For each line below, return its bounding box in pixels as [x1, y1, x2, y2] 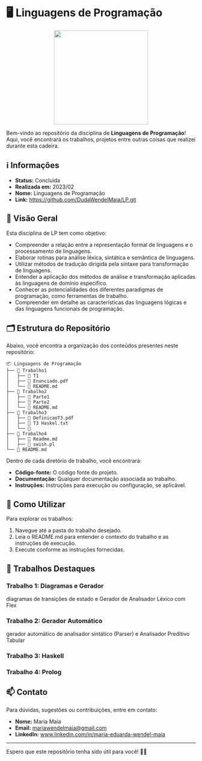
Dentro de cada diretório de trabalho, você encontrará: [6, 457, 142, 465]
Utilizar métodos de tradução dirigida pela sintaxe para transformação [14, 260, 189, 267]
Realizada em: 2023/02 [14, 183, 75, 190]
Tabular [6, 637, 25, 644]
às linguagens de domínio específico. [14, 279, 108, 287]
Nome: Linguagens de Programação [14, 189, 105, 197]
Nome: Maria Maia [14, 718, 61, 725]
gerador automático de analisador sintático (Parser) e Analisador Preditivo [6, 630, 190, 638]
